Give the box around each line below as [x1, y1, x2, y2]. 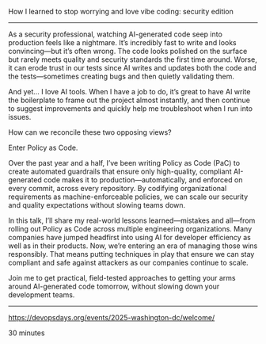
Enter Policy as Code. [8, 143, 78, 152]
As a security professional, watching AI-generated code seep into [8, 29, 223, 39]
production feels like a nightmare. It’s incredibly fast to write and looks [8, 38, 237, 47]
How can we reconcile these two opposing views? [8, 128, 172, 137]
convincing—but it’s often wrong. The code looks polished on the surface [8, 47, 248, 55]
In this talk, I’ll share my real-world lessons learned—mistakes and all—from [8, 216, 256, 225]
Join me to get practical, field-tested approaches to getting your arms [8, 273, 236, 282]
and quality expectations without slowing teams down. [8, 201, 186, 209]
